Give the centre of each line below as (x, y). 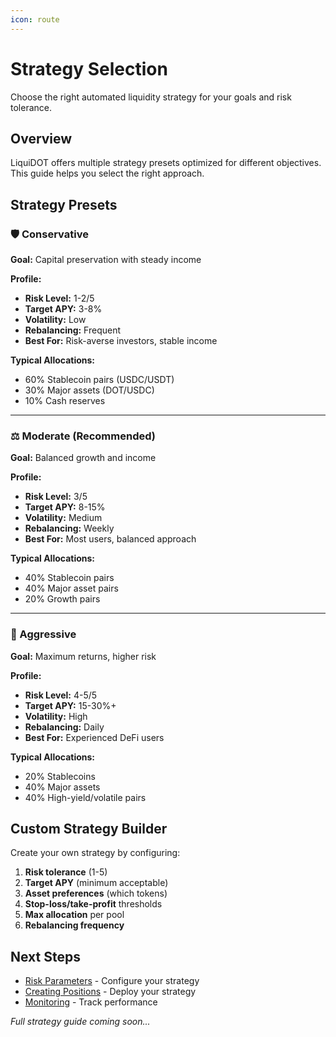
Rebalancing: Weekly (69, 528)
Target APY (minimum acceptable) (96, 883)
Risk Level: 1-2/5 (59, 298)
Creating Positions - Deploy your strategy (110, 992)
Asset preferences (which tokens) (96, 893)
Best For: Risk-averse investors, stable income (121, 341)
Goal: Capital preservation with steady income (106, 260)
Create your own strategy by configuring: (95, 853)
